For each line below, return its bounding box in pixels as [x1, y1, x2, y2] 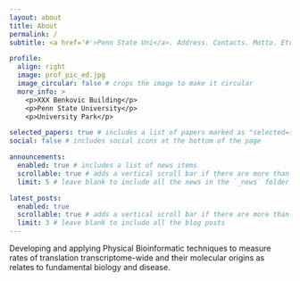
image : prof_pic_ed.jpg [17, 70, 105, 80]
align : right [17, 62, 66, 71]
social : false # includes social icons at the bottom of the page [9, 136, 262, 145]
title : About [9, 21, 58, 30]
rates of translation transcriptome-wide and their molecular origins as [9, 252, 265, 263]
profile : [9, 54, 42, 63]
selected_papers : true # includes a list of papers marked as [9, 128, 246, 137]
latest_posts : [9, 194, 62, 202]
